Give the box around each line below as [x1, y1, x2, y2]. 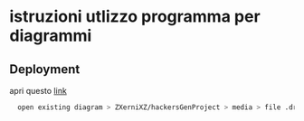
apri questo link [9, 86, 68, 96]
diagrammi [9, 25, 92, 46]
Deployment [9, 61, 81, 77]
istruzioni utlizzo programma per [9, 6, 261, 27]
